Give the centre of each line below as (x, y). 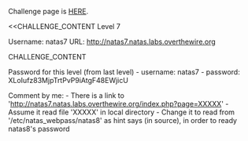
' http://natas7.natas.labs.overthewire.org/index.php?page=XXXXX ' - (118, 104)
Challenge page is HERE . (48, 11)
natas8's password (39, 129)
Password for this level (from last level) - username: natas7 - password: (124, 72)
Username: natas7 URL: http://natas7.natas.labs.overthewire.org (112, 42)
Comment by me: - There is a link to (66, 96)
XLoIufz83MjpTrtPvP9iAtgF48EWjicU (68, 80)
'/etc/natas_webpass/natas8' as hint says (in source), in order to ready (123, 120)
